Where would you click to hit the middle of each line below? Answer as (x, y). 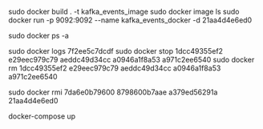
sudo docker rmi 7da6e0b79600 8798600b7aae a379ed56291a (113, 92)
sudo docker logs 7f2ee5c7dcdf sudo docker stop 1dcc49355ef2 (115, 51)
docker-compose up (42, 116)
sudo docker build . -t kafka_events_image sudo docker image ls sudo (124, 12)
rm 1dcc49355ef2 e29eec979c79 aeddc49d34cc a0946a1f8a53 (115, 68)
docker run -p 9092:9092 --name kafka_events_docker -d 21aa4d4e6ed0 (130, 20)
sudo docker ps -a (39, 36)
